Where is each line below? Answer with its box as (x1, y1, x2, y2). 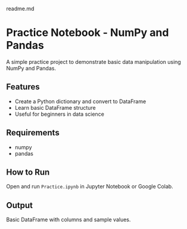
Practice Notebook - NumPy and (6, 26, 169, 39)
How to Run (6, 167, 50, 177)
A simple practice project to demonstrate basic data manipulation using (6, 58, 182, 65)
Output (6, 200, 33, 211)
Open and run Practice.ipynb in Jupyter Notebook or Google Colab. (6, 183, 174, 190)
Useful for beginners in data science (14, 110, 104, 117)
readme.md (6, 5, 35, 12)
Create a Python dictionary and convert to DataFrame (14, 98, 147, 105)
